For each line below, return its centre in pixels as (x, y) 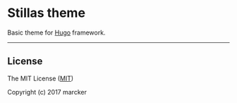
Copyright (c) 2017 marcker (47, 92)
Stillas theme (47, 13)
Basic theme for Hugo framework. (56, 32)
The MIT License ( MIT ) (41, 78)
